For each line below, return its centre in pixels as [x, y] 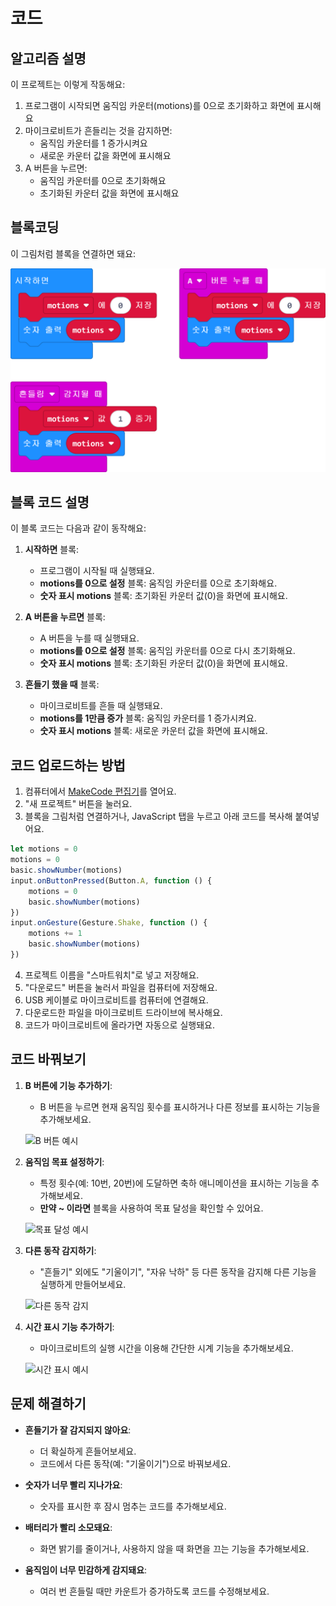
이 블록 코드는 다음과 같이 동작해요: [78, 528]
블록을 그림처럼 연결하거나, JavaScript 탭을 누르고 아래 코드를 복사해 [158, 816]
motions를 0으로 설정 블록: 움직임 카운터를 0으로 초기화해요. [158, 583]
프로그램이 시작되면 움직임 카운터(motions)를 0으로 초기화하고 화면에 [159, 105]
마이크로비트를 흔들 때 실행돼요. [101, 706]
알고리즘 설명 [48, 58]
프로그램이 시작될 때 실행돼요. [97, 571]
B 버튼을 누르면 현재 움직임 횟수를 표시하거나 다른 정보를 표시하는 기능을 [180, 1106]
